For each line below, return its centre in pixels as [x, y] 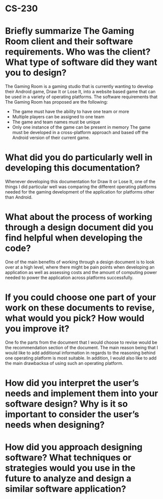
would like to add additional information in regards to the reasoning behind [80, 353]
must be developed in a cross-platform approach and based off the [80, 133]
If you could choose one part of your [81, 297]
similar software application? [66, 489]
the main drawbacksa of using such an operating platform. [64, 363]
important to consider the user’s [72, 414]
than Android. [19, 197]
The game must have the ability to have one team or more [70, 111]
